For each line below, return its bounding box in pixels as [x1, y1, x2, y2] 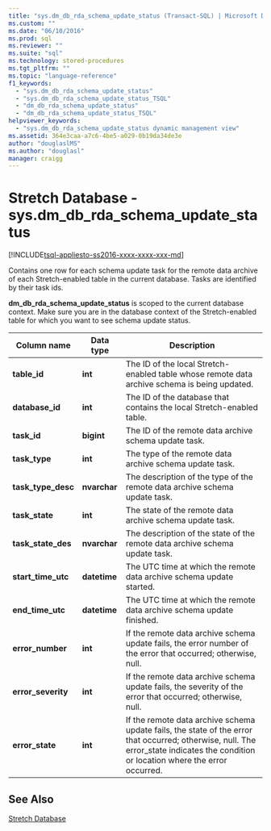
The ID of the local [125, 358, 196, 370]
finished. [125, 615, 159, 626]
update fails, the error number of [125, 638, 249, 649]
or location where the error [125, 755, 227, 766]
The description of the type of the [125, 471, 254, 482]
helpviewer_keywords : [8, 117, 81, 125]
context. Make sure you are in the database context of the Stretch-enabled [8, 307, 256, 317]
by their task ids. [8, 283, 64, 293]
